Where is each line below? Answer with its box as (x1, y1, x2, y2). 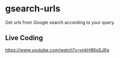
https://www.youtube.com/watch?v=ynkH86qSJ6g (5, 47, 110, 53)
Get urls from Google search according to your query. (5, 19, 116, 25)
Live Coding (5, 34, 43, 42)
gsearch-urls (5, 3, 61, 14)
